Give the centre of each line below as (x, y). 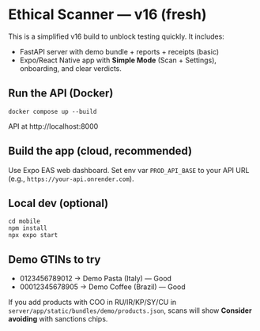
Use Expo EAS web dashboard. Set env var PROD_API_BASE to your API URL (129, 170)
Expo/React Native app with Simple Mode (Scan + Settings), (118, 60)
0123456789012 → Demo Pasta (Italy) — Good (96, 279)
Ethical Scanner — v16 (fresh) (107, 15)
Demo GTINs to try (55, 260)
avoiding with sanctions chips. (58, 319)
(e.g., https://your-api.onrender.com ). (71, 179)
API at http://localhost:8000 (53, 126)
